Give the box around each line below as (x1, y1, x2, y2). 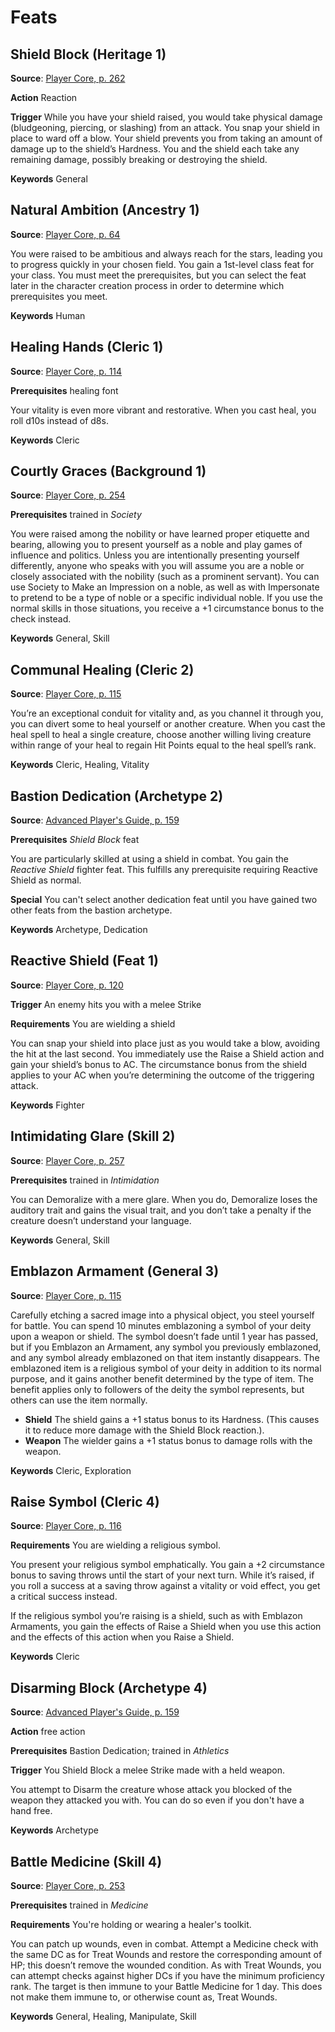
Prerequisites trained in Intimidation (10, 1174, 160, 1186)
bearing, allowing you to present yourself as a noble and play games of (10, 539, 303, 551)
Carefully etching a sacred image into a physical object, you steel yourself (10, 1309, 315, 1321)
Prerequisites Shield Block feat (10, 834, 140, 846)
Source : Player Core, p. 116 (10, 1520, 122, 1532)
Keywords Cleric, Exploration (10, 1464, 132, 1476)
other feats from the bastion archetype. (10, 904, 173, 916)
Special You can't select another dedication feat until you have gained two (10, 894, 318, 906)
